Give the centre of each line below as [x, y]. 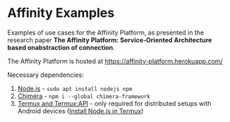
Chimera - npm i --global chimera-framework [84, 96]
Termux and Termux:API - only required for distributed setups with [114, 103]
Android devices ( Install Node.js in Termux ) [80, 111]
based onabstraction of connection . [61, 47]
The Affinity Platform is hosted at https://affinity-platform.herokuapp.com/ [115, 61]
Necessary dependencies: [46, 75]
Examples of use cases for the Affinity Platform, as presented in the [106, 32]
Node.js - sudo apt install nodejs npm [75, 88]
